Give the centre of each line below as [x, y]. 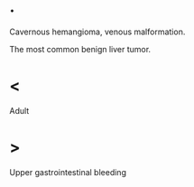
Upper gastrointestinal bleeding [68, 172]
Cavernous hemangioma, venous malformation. [97, 32]
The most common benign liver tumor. [80, 49]
